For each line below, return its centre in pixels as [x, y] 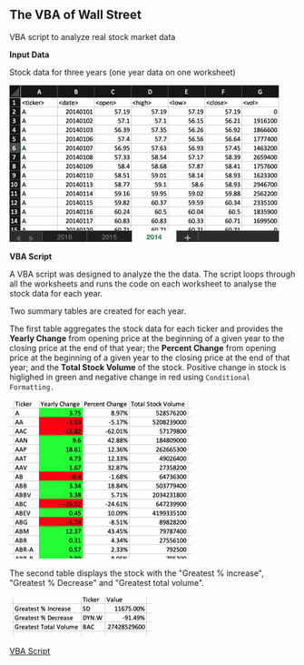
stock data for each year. [56, 293]
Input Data [29, 55]
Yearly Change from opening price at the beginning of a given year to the [147, 338]
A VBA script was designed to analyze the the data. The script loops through [152, 274]
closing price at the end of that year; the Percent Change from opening [143, 348]
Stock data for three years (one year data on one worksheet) [123, 72]
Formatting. [32, 387]
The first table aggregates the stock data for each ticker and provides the [147, 328]
